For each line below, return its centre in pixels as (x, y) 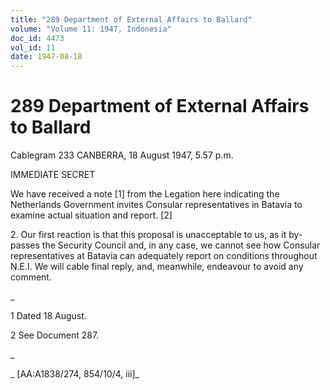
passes (25, 245)
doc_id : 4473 (37, 38)
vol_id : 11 (33, 47)
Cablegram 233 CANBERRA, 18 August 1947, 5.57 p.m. (122, 155)
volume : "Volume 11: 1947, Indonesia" (91, 29)
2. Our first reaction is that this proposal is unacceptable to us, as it (148, 235)
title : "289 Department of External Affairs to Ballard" (131, 19)
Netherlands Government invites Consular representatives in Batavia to (156, 205)
